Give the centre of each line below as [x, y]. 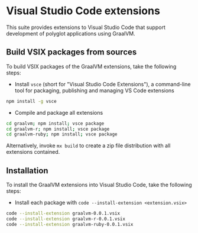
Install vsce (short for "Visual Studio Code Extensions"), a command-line [103, 84]
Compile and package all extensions [59, 112]
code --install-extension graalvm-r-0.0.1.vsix [66, 219]
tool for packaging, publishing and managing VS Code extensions [94, 90]
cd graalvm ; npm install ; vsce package [55, 123]
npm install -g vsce [32, 101]
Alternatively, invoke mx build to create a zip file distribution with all [88, 145]
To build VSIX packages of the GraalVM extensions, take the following [91, 66]
